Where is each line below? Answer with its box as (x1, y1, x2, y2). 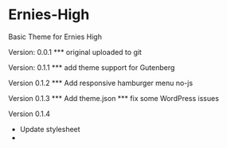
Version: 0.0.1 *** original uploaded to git (8, 47, 142, 56)
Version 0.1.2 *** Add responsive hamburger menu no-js (8, 78, 194, 88)
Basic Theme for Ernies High (8, 32, 102, 41)
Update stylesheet (19, 124, 81, 134)
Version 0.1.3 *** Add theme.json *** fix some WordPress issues (8, 93, 219, 103)
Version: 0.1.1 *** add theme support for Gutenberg (8, 62, 175, 72)
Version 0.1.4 (8, 109, 50, 119)
